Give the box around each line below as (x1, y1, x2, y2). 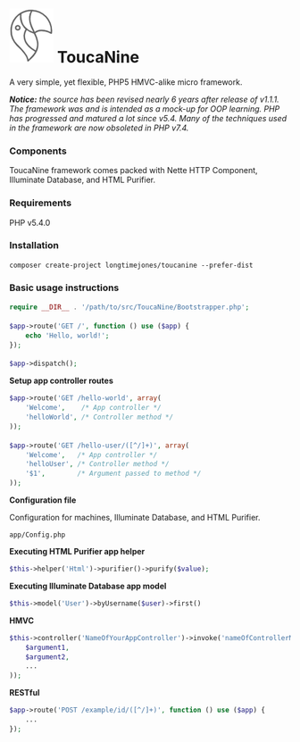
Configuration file (9, 495, 77, 505)
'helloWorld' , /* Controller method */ (25, 413, 174, 421)
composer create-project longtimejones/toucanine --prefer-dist (9, 261, 254, 270)
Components (9, 145, 67, 157)
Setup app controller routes (9, 375, 113, 387)
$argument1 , (25, 643, 70, 652)
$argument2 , (25, 652, 70, 662)
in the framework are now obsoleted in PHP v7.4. (9, 122, 189, 133)
